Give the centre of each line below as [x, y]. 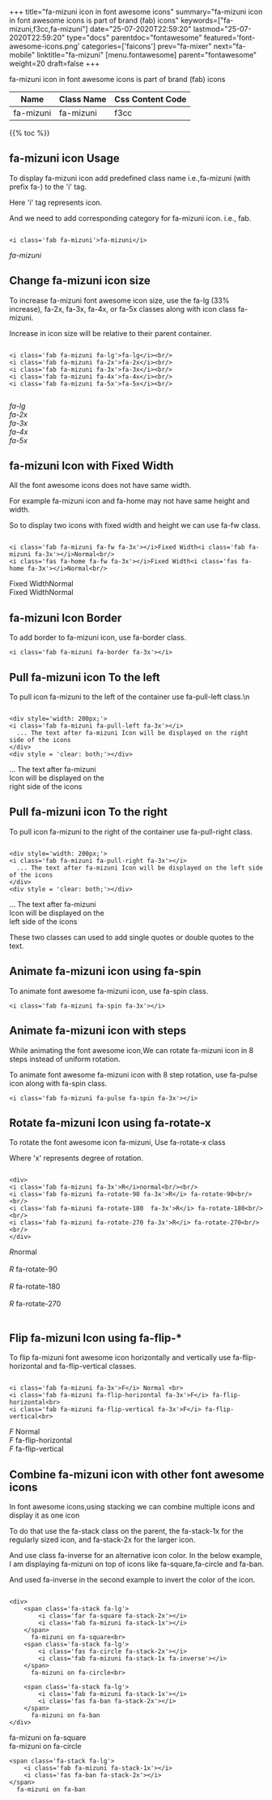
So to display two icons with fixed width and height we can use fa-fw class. [135, 525]
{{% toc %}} [30, 133]
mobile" [22, 55]
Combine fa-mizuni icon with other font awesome [137, 1474]
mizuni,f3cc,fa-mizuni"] [49, 29]
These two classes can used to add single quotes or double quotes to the [132, 937]
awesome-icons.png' [45, 46]
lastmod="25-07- [222, 29]
